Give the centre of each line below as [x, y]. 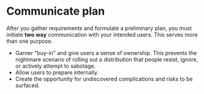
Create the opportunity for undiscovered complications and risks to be [104, 79]
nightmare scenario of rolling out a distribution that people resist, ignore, [107, 59]
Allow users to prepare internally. [57, 72]
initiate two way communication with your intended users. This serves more [102, 34]
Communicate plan [56, 11]
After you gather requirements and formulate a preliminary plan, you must [99, 28]
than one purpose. [30, 41]
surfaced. [27, 85]
